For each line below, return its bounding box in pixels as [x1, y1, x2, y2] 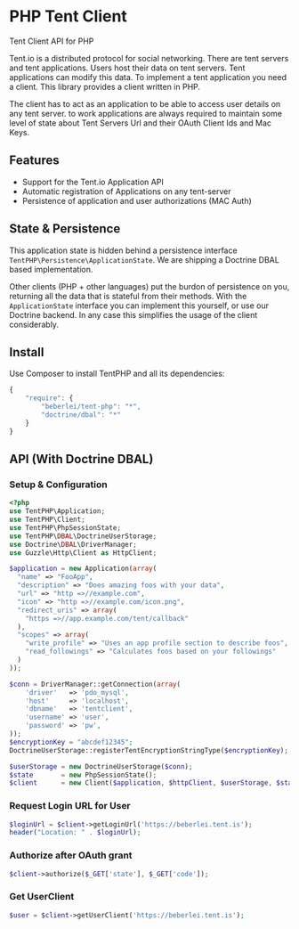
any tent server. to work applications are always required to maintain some [9, 108, 283, 118]
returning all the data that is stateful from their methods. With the [9, 290, 247, 301]
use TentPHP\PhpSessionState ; [9, 523, 122, 532]
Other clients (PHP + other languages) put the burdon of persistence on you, [9, 281, 290, 291]
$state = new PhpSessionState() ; [9, 770, 158, 779]
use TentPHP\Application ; [9, 507, 105, 516]
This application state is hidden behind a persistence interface [9, 245, 238, 256]
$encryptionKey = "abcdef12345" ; [9, 737, 133, 746]
